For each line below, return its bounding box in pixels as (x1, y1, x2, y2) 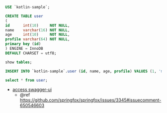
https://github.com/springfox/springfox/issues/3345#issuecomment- (19, 97, 162, 103)
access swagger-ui (12, 87, 52, 93)
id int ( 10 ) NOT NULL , (5, 23, 70, 28)
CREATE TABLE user (5, 13, 43, 18)
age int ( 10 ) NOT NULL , (5, 32, 70, 37)
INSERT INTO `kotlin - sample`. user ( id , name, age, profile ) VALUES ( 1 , (5, 69, 157, 74)
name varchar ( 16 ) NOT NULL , (5, 27, 70, 32)
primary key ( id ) (5, 41, 41, 47)
